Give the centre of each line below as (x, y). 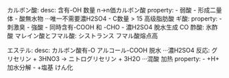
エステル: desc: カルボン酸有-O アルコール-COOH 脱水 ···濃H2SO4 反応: (109, 50)
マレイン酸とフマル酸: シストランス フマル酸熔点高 (86, 36)
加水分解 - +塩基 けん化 (40, 67)
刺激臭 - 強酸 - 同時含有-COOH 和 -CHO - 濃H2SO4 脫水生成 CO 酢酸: (106, 27)
